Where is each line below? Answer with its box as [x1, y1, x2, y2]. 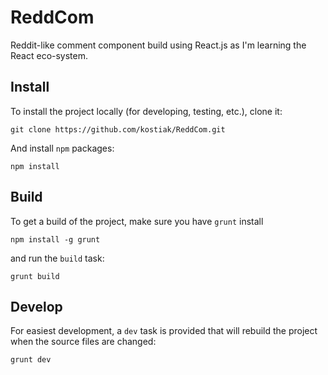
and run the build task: [10, 252, 105, 264]
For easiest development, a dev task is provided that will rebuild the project [10, 325, 318, 337]
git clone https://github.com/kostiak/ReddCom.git [10, 124, 226, 135]
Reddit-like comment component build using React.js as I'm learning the [10, 39, 307, 51]
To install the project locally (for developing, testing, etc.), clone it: [10, 105, 283, 117]
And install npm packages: [10, 142, 115, 154]
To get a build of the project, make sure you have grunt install [10, 215, 264, 227]
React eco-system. [10, 49, 89, 61]
